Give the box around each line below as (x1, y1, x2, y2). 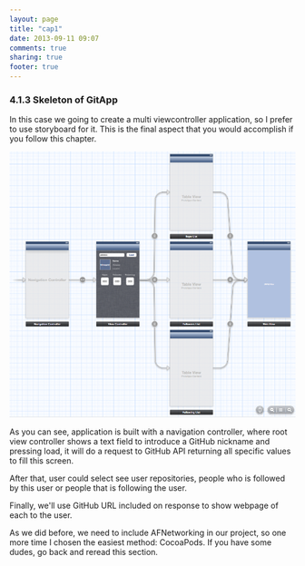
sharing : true (9, 53, 64, 63)
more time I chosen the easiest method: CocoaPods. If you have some (9, 536, 272, 548)
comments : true (9, 44, 67, 53)
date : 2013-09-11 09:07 (9, 34, 100, 43)
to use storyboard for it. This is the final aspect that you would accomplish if (9, 123, 294, 135)
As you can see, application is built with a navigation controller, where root (9, 426, 288, 437)
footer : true (9, 63, 59, 72)
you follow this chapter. (9, 133, 97, 144)
